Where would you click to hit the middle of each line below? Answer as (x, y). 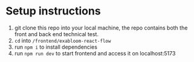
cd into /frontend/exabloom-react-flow (63, 40)
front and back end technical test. (57, 34)
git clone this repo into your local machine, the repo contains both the (101, 28)
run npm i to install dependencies (56, 47)
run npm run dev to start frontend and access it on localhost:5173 (95, 53)
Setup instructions (53, 11)
